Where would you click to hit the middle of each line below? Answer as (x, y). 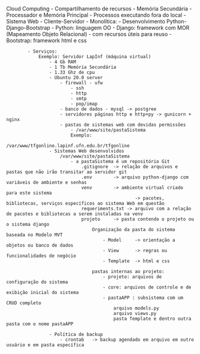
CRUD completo (24, 303)
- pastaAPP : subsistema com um (143, 298)
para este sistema (29, 193)
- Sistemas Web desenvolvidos (87, 151)
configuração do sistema (37, 282)
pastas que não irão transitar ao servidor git (67, 172)
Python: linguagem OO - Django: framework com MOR (122, 28)
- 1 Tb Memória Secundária (83, 67)
